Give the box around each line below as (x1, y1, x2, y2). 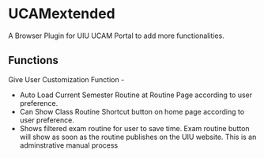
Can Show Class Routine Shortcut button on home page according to (19, 107, 245, 116)
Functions (8, 54, 59, 67)
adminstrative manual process (19, 140, 119, 150)
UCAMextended (8, 5, 116, 23)
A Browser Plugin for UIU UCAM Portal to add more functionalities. (8, 31, 225, 40)
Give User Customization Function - (8, 74, 125, 84)
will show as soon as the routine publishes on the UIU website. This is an (19, 132, 257, 141)
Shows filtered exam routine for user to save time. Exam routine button (19, 123, 251, 133)
